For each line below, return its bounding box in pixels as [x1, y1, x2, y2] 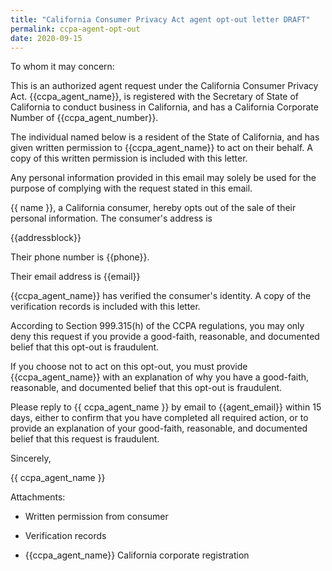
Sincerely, [10, 452, 52, 465]
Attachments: [10, 491, 66, 503]
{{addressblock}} [10, 232, 82, 244]
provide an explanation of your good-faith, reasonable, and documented [10, 422, 308, 435]
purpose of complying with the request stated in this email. [10, 182, 253, 195]
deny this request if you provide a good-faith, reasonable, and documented [10, 331, 320, 343]
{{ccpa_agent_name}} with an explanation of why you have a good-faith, [10, 371, 310, 383]
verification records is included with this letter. [10, 301, 201, 313]
